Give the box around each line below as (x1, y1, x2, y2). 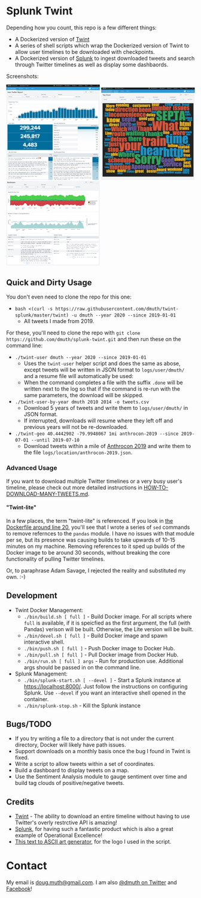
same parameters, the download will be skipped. (23, 392, 144, 399)
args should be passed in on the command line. (23, 663, 141, 671)
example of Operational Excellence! (14, 832, 103, 839)
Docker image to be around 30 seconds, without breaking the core (6, 549, 170, 556)
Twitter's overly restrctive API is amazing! (14, 819, 118, 826)
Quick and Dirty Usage (6, 277, 92, 288)
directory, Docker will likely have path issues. (14, 741, 126, 748)
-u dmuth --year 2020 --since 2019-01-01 (71, 312, 176, 318)
